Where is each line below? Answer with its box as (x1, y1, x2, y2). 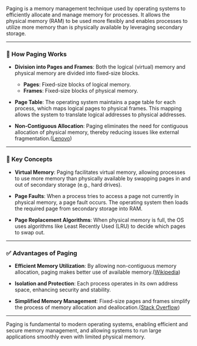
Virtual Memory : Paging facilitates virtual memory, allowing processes (14, 169, 186, 176)
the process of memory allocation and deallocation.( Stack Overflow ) (14, 304, 180, 311)
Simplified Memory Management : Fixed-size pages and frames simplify (14, 297, 191, 304)
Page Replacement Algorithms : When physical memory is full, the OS (14, 216, 185, 223)
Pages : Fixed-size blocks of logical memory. (23, 81, 131, 88)
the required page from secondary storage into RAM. (14, 205, 142, 212)
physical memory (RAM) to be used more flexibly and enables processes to (6, 18, 188, 24)
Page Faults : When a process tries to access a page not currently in (14, 192, 179, 199)
